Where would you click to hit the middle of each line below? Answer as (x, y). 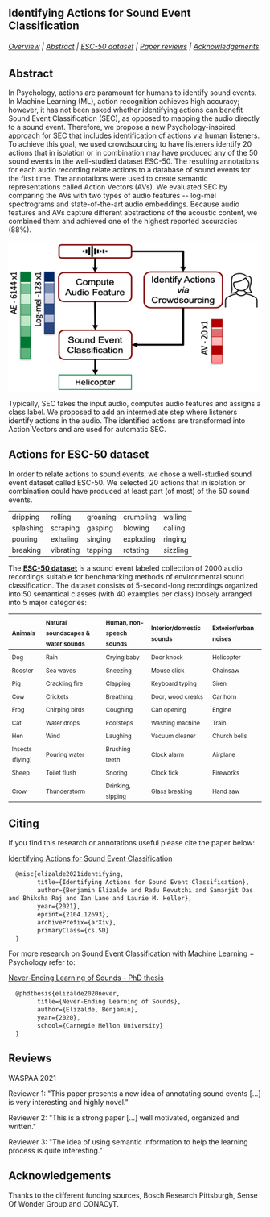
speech (116, 633)
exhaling (65, 539)
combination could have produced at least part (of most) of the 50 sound (129, 491)
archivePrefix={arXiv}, (77, 923)
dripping (26, 517)
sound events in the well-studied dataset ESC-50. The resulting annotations (134, 161)
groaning (101, 517)
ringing (175, 539)
